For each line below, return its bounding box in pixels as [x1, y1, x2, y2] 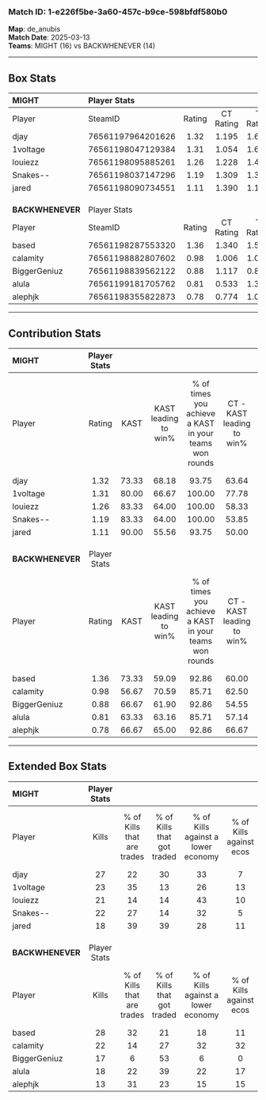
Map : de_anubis [8, 25, 61, 34]
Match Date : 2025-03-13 [8, 32, 90, 42]
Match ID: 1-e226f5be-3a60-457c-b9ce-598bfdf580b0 [8, 6, 228, 17]
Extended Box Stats [8, 760, 107, 773]
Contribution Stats [8, 327, 101, 340]
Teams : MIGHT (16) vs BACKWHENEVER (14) [8, 41, 156, 51]
